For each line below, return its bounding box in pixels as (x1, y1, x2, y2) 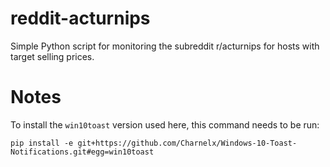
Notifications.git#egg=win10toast (10, 147, 155, 157)
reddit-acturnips (10, 7, 151, 30)
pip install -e (10, 138, 74, 148)
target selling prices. (10, 50, 95, 62)
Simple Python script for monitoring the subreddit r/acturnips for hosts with (10, 40, 320, 52)
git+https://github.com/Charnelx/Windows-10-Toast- (77, 138, 298, 148)
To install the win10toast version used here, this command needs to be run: (10, 118, 320, 131)
